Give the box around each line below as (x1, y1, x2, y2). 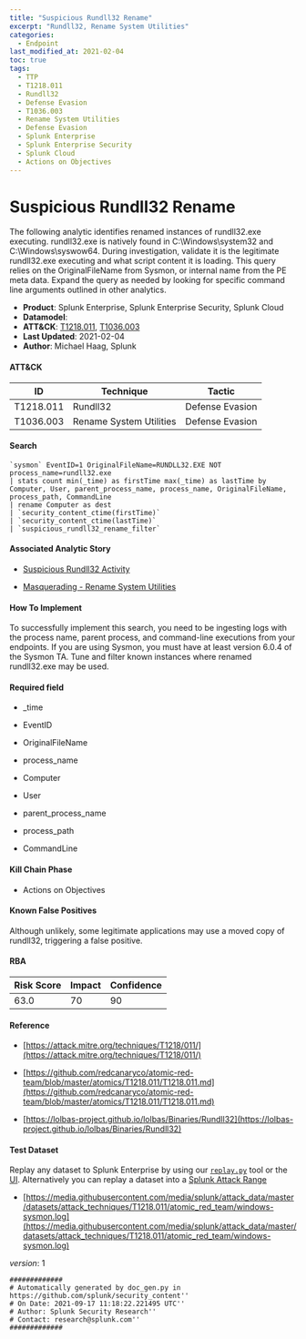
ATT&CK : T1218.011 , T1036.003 (22, 321, 140, 332)
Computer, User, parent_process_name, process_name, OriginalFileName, (9, 484, 287, 493)
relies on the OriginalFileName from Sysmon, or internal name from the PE (9, 265, 287, 276)
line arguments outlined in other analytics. (9, 284, 167, 296)
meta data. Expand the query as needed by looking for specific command (9, 275, 285, 286)
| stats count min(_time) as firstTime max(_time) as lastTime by (9, 476, 267, 485)
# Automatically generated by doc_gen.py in (9, 1283, 181, 1293)
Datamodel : (22, 311, 68, 323)
